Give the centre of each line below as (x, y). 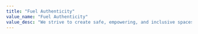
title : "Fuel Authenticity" (41, 11)
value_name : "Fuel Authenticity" (47, 17)
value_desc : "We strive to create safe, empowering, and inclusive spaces (100, 22)
